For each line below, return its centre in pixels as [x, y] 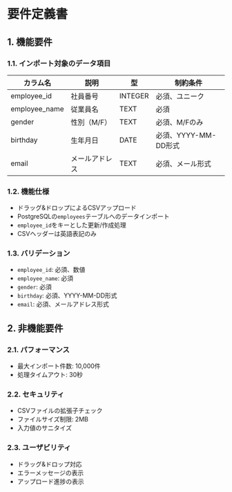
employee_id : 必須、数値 [51, 270]
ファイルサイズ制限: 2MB [52, 419]
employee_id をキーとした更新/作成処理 [71, 225]
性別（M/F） [91, 122]
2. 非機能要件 [35, 328]
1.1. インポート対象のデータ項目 [59, 63]
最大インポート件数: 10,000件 [59, 366]
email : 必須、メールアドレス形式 [63, 304]
